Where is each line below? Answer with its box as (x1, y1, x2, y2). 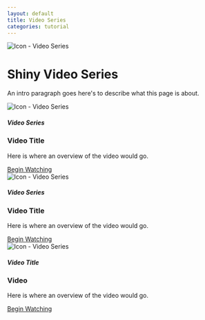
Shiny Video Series (7, 66, 119, 82)
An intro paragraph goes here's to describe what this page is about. (7, 89, 199, 98)
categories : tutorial (7, 23, 70, 30)
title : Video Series (7, 17, 67, 24)
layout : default (7, 10, 54, 17)
